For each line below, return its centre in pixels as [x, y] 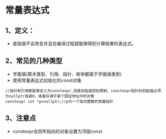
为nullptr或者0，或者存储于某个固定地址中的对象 [50, 96]
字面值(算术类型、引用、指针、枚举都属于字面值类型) [67, 74]
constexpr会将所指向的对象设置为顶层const [57, 131]
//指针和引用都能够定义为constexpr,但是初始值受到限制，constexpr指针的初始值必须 [83, 91]
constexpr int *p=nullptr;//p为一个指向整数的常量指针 [59, 101]
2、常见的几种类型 [34, 61]
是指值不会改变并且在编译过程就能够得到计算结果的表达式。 [74, 44]
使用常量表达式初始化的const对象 [47, 80]
